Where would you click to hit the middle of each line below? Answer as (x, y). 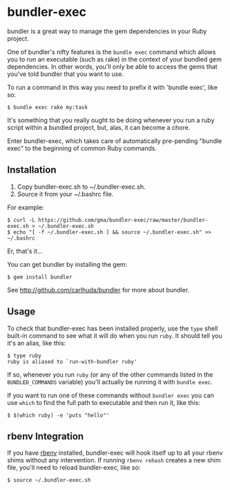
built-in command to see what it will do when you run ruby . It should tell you (115, 335)
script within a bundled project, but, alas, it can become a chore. (99, 127)
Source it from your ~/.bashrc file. (65, 194)
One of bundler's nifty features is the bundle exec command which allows (112, 52)
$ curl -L (21, 220)
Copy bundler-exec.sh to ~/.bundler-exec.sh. (81, 187)
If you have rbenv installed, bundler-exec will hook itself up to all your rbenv (115, 453)
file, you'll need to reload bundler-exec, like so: (74, 468)
